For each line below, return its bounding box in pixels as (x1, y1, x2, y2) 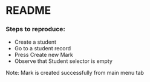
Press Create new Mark (14, 51, 73, 59)
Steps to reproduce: (5, 25, 66, 34)
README (5, 4, 51, 17)
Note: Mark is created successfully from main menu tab (5, 69, 145, 77)
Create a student (14, 38, 57, 45)
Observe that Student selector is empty (14, 57, 112, 65)
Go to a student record (14, 45, 71, 52)
